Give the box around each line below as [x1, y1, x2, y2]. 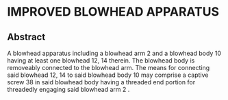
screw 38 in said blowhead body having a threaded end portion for [7, 78, 196, 86]
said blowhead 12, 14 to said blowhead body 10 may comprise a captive [7, 71, 209, 79]
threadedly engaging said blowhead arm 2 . [7, 86, 130, 93]
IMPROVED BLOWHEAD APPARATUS [7, 4, 219, 20]
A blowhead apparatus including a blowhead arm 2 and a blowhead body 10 [7, 49, 221, 57]
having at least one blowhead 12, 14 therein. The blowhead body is [7, 56, 195, 65]
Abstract [7, 31, 46, 43]
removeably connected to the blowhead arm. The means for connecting [7, 64, 210, 71]
